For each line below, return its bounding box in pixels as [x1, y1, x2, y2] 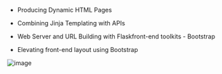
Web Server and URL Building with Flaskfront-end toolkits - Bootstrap [17, 32, 216, 40]
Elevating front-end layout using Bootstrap [17, 46, 138, 53]
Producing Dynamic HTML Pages [17, 6, 112, 14]
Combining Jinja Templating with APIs [17, 19, 126, 27]
